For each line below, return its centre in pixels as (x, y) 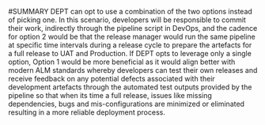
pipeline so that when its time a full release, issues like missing (110, 95)
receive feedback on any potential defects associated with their (112, 79)
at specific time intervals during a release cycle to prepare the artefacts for (130, 45)
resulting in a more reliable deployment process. (87, 112)
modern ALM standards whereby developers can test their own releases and (133, 70)
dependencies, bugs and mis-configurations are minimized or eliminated (127, 104)
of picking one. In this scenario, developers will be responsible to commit (127, 20)
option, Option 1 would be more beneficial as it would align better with (122, 62)
